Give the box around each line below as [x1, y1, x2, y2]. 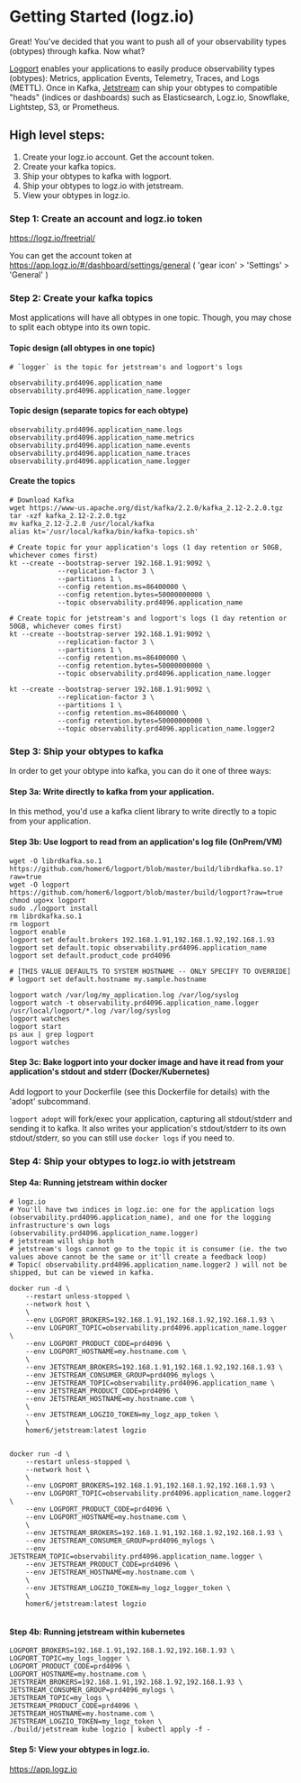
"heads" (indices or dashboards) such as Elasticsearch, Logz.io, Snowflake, [9, 92, 290, 103]
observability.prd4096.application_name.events [9, 441, 191, 450]
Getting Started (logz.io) [9, 6, 195, 27]
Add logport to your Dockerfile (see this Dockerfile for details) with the [9, 1086, 270, 1096]
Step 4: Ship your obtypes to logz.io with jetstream [9, 1155, 236, 1168]
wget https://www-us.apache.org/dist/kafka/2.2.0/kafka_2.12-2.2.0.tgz [9, 503, 283, 513]
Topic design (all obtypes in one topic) [9, 342, 155, 353]
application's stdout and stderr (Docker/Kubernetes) [9, 1066, 210, 1078]
